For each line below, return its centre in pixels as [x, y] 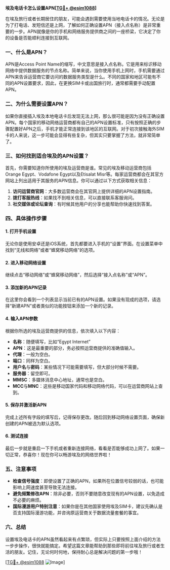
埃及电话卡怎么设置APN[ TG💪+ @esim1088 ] [51, 8]
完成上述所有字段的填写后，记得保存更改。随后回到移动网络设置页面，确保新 [85, 417]
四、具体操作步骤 [26, 218]
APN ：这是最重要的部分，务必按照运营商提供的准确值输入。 [75, 348]
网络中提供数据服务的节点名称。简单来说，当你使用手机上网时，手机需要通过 [85, 71]
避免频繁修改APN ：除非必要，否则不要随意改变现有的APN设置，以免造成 [89, 494]
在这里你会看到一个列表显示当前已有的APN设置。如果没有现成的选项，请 [81, 299]
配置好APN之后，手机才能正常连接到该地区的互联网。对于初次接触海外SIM [87, 128]
